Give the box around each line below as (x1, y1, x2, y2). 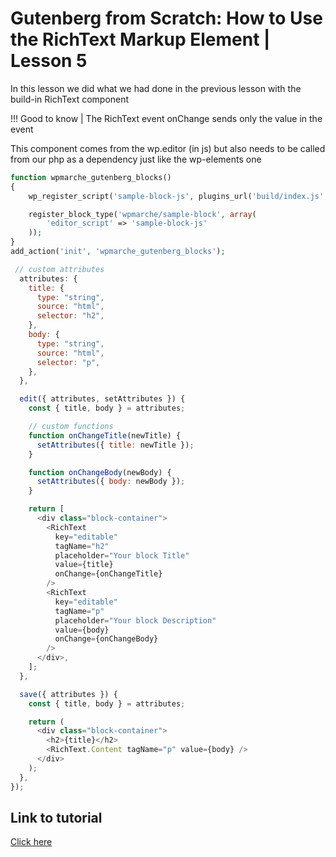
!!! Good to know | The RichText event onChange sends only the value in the (10, 112, 323, 124)
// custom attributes (14, 264, 105, 274)
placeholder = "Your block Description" (54, 615, 217, 626)
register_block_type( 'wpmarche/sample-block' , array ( (28, 209, 257, 219)
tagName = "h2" (54, 541, 110, 551)
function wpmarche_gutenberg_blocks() (10, 172, 172, 182)
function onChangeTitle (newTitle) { (28, 430, 182, 441)
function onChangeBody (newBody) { (28, 467, 172, 477)
